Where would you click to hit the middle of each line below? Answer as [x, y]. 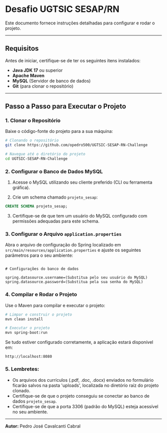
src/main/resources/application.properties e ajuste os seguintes [73, 250]
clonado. [21, 390]
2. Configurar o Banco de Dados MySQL [54, 171]
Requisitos [22, 49]
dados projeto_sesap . [35, 401]
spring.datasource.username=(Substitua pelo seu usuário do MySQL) [77, 278]
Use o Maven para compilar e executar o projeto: [55, 305]
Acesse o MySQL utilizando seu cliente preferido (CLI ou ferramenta [82, 182]
